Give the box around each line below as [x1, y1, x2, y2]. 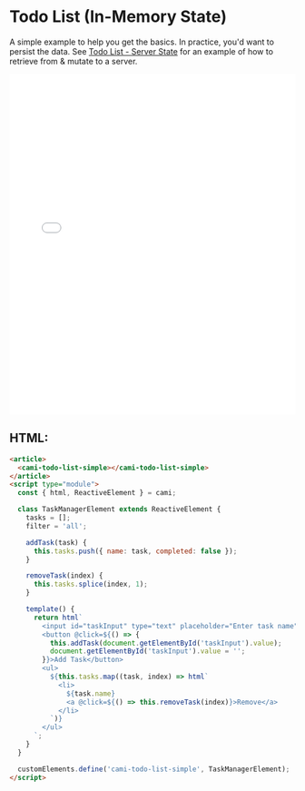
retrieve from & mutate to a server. [9, 55, 138, 66]
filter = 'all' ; [25, 521, 88, 530]
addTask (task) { [25, 538, 88, 547]
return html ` [33, 613, 84, 622]
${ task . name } [66, 688, 116, 698]
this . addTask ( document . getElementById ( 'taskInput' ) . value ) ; [49, 638, 282, 648]
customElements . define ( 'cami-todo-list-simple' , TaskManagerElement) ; [17, 765, 290, 774]
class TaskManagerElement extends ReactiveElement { [17, 505, 221, 514]
